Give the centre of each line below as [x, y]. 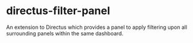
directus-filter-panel [58, 11]
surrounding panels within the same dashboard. [65, 33]
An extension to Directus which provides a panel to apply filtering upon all [97, 27]
